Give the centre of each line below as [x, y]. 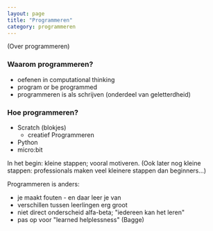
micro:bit [30, 150]
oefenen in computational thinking [66, 79]
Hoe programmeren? [43, 112]
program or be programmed [57, 87]
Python [27, 142]
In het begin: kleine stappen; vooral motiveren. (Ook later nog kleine [104, 163]
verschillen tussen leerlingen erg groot [72, 205]
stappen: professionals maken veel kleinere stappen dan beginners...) [107, 170]
